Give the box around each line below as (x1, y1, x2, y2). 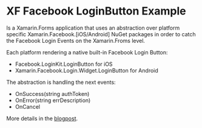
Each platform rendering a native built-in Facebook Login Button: (6, 48, 168, 56)
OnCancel (15, 103, 41, 110)
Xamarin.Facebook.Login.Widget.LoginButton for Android (15, 66, 159, 74)
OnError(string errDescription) (15, 97, 91, 104)
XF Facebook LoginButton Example (6, 4, 186, 18)
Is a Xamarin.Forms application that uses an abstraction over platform (6, 24, 180, 31)
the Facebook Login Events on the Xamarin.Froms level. (6, 37, 146, 44)
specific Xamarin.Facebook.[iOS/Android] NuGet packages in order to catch (6, 30, 196, 37)
